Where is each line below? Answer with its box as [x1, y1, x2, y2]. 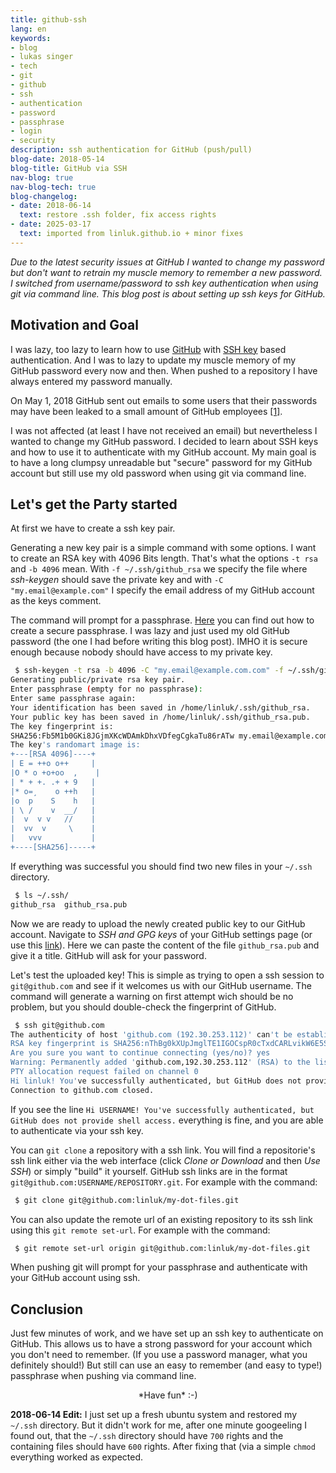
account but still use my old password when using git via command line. [10, 467, 307, 479]
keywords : [10, 33, 52, 43]
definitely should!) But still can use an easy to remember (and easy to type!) [10, 1359, 323, 1371]
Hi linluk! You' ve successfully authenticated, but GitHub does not [10, 1076, 302, 1086]
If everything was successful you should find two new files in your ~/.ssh [10, 860, 313, 872]
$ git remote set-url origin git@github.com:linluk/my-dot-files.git [14, 1243, 311, 1253]
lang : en [10, 24, 47, 34]
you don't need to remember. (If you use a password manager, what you [10, 1349, 308, 1361]
